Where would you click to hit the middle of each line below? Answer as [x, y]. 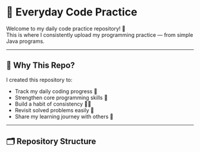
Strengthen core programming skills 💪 [61, 97]
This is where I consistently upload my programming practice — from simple [100, 34]
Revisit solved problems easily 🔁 [54, 110]
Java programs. [25, 41]
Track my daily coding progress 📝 [56, 91]
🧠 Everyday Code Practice [72, 12]
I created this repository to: [39, 80]
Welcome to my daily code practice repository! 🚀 [66, 28]
